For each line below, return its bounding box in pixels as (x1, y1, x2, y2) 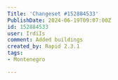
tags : (7, 50, 23, 57)
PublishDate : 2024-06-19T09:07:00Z (7, 17, 112, 24)
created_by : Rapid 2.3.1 (7, 43, 80, 50)
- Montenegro (7, 56, 46, 63)
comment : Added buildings (7, 36, 83, 44)
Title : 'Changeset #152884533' (7, 10, 99, 18)
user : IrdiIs (7, 29, 46, 37)
